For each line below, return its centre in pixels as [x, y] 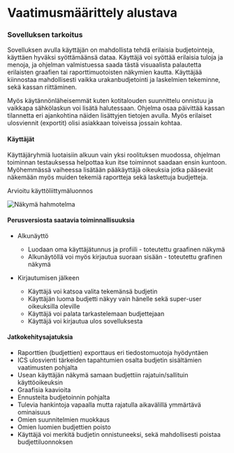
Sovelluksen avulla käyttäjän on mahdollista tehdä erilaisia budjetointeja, [111, 50]
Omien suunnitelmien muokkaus [64, 420]
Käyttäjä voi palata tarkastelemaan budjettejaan [96, 314]
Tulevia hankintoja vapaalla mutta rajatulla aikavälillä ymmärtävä [109, 405]
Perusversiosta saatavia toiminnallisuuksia [71, 220]
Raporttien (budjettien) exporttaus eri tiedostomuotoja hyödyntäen [112, 353]
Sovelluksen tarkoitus [45, 35]
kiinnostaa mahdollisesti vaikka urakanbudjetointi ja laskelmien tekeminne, [114, 80]
